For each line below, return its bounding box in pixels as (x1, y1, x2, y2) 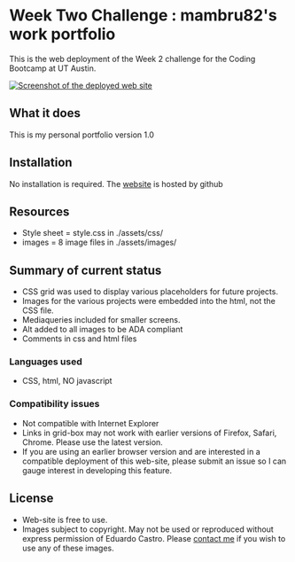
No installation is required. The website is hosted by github (9, 178, 223, 189)
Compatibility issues (9, 398, 100, 410)
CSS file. (21, 305, 55, 316)
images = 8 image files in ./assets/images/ (21, 237, 177, 248)
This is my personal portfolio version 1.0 (9, 129, 155, 140)
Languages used (9, 355, 82, 368)
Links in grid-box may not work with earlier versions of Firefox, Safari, (21, 427, 277, 438)
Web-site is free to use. (21, 514, 108, 525)
